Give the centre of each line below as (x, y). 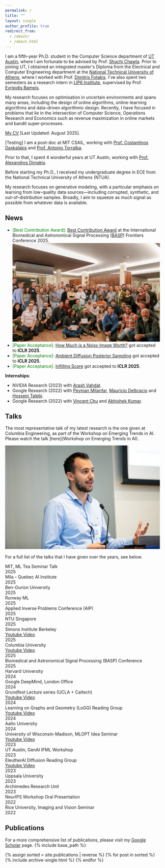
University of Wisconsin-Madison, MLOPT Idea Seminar (61, 734)
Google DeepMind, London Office (39, 681)
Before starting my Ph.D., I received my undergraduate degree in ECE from (81, 172)
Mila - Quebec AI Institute (31, 577)
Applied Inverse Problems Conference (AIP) (49, 608)
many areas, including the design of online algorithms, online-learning (76, 102)
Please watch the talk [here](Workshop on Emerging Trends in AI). (72, 439)
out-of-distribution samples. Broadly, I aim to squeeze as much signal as (78, 197)
